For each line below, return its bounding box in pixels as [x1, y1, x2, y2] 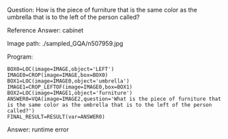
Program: [7, 52, 33, 61]
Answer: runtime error [7, 125, 70, 134]
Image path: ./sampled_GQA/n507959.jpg [7, 40, 124, 47]
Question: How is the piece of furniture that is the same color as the [7, 6, 198, 14]
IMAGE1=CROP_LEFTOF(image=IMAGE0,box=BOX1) [7, 84, 133, 91]
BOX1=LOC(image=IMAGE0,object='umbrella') [7, 78, 130, 84]
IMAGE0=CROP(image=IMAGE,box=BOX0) [7, 72, 109, 78]
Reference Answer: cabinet [7, 27, 84, 34]
